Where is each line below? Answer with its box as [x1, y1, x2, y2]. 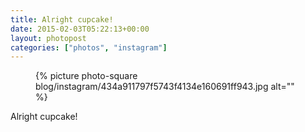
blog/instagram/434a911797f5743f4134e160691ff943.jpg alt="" [35, 81, 295, 93]
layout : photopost [10, 33, 87, 43]
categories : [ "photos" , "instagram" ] [10, 42, 168, 53]
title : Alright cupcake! [10, 14, 114, 25]
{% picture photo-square [35, 70, 138, 82]
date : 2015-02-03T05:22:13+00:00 [10, 24, 150, 34]
